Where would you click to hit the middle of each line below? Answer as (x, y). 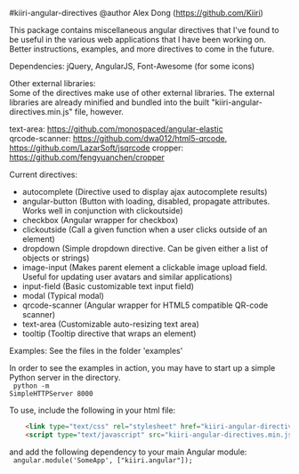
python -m (31, 386)
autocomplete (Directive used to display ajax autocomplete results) (145, 192)
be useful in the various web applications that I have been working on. (138, 40)
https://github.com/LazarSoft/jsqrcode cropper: (97, 148)
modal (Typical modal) (63, 296)
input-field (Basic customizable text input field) (108, 286)
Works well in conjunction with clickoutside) (103, 211)
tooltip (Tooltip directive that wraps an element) (109, 333)
